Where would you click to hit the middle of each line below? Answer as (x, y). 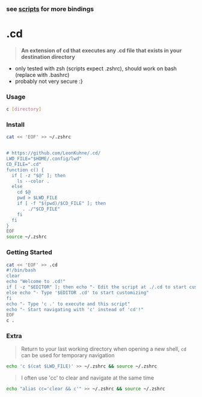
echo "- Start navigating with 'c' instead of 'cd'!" (75, 309)
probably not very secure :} (49, 81)
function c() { (25, 170)
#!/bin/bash (21, 270)
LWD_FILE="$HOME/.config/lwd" (44, 159)
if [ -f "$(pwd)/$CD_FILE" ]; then (62, 204)
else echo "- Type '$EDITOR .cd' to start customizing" (78, 292)
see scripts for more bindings (50, 9)
